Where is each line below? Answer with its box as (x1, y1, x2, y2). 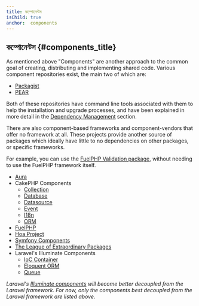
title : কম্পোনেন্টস (6, 8, 42, 15)
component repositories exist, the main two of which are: (6, 71, 146, 78)
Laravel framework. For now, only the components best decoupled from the (6, 287, 192, 294)
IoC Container (23, 256, 59, 263)
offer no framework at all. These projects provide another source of (6, 131, 172, 138)
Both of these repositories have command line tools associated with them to (6, 100, 193, 108)
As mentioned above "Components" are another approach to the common (6, 58, 188, 65)
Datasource (23, 199, 53, 206)
